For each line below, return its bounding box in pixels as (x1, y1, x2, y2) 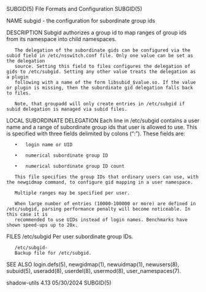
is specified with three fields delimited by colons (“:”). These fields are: (6, 130, 186, 137)
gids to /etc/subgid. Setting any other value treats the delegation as (6, 69, 196, 75)
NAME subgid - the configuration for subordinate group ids (6, 17, 155, 24)
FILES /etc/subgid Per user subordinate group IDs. (6, 233, 134, 240)
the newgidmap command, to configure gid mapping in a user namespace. (6, 179, 193, 185)
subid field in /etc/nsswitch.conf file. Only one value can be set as (6, 53, 193, 59)
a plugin (6, 74, 29, 80)
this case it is (6, 211, 48, 217)
